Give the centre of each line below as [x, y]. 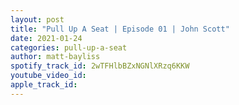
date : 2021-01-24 [46, 38]
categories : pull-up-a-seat [69, 47]
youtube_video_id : [48, 76]
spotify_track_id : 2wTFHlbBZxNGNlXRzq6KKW [100, 66]
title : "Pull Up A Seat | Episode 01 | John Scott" [120, 29]
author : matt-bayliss [55, 57]
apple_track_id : [44, 85]
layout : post [37, 19]
